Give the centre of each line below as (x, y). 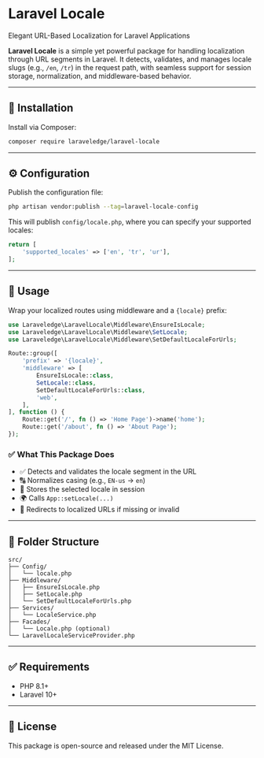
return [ (22, 245)
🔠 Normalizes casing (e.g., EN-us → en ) (82, 481)
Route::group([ (33, 354)
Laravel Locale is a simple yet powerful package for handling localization (126, 50)
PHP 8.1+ (34, 686)
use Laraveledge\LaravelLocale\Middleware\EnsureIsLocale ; (107, 325)
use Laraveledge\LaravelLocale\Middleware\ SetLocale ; (98, 332)
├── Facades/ (29, 622)
